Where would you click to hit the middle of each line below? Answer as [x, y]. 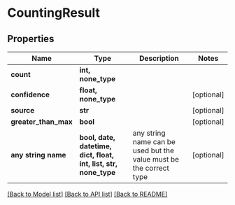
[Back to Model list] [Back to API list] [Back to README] [87, 194]
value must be [156, 159]
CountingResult [54, 13]
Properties [31, 39]
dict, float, [97, 155]
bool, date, [97, 137]
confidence [30, 94]
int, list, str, [98, 164]
